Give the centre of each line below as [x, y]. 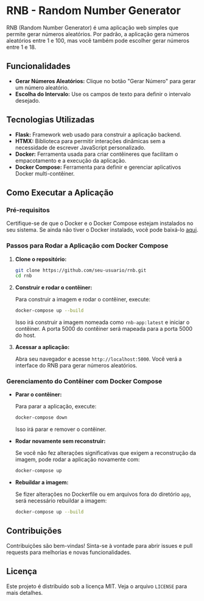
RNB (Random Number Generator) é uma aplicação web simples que [92, 28]
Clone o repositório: [41, 259]
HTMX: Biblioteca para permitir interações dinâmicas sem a [90, 141]
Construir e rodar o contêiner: [54, 287]
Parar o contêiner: [38, 394]
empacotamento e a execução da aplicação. [71, 160]
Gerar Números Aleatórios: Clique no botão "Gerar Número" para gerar [105, 81]
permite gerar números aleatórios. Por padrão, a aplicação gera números [98, 34]
